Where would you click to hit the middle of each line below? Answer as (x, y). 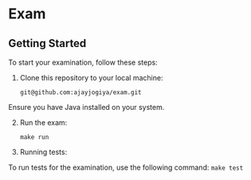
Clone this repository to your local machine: (91, 78)
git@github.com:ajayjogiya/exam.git (80, 92)
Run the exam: (43, 123)
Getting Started (47, 43)
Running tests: (43, 152)
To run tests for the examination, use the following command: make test (126, 167)
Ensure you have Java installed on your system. (86, 107)
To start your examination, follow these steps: (83, 62)
